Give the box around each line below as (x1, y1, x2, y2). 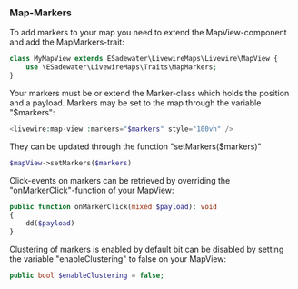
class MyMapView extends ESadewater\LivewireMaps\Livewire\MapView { (9, 55, 279, 64)
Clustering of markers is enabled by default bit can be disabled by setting (9, 244, 284, 255)
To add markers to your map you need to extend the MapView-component (9, 27, 288, 38)
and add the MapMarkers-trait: (9, 36, 124, 47)
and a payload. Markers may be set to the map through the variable (9, 97, 262, 108)
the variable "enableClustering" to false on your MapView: (9, 254, 227, 264)
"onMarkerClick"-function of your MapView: (9, 184, 174, 195)
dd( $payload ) (25, 219, 75, 228)
